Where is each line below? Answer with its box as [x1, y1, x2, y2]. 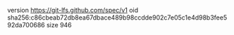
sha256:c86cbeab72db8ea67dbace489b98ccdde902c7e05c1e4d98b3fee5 [7, 13, 228, 22]
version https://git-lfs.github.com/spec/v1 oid [7, 6, 139, 14]
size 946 [46, 21, 72, 29]
